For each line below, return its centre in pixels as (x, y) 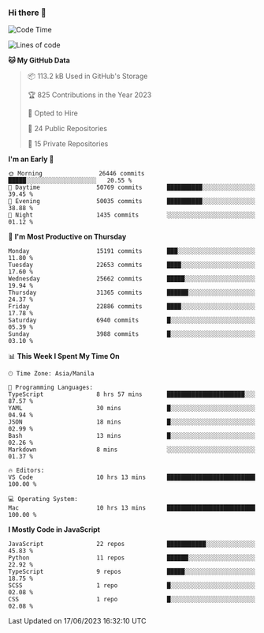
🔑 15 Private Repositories (68, 144)
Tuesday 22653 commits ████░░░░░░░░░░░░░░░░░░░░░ (132, 265)
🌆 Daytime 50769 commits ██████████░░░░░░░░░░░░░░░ (132, 188)
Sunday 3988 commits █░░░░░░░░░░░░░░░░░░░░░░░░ (132, 334)
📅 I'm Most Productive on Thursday (67, 237)
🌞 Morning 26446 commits (76, 174)
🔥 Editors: (26, 471)
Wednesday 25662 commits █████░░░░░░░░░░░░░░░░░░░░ (132, 279)
